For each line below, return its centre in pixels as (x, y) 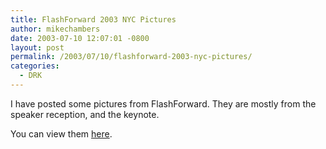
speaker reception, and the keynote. (85, 114)
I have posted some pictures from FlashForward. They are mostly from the (163, 103)
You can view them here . (61, 133)
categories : (35, 66)
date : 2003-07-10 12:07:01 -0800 (80, 38)
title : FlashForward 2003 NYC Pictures (93, 19)
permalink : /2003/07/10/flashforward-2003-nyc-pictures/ (131, 57)
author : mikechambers (55, 29)
